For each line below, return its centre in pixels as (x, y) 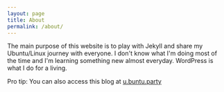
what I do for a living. (37, 68)
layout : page (26, 13)
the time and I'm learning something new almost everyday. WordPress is (110, 61)
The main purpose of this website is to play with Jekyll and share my (105, 46)
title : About (26, 20)
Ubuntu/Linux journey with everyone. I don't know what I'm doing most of (112, 53)
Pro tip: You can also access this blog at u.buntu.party (84, 82)
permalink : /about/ (35, 26)
